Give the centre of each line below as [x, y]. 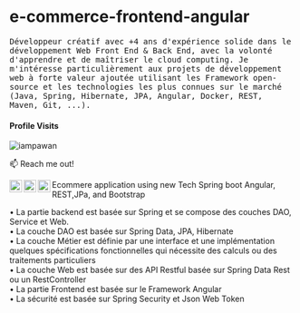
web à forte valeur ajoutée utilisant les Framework [129, 78]
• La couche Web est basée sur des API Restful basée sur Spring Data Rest [150, 270]
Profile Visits [34, 125]
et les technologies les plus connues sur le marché [163, 87]
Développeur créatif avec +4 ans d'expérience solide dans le [150, 41]
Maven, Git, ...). [50, 105]
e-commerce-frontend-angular [130, 17]
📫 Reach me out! [42, 164]
